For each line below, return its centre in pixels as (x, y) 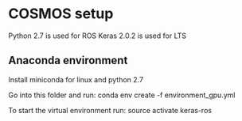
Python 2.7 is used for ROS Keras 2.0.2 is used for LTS (98, 36)
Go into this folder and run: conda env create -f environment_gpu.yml (122, 95)
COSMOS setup (61, 14)
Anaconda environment (68, 60)
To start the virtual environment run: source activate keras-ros (110, 110)
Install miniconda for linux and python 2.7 (76, 79)
